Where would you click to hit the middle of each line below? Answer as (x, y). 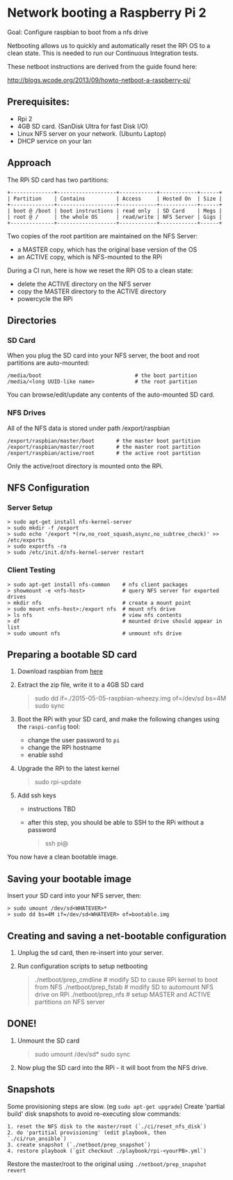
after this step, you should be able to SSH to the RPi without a (115, 822)
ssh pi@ (56, 843)
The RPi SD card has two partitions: (58, 180)
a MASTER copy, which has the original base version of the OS (107, 250)
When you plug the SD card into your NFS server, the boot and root (103, 355)
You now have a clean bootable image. (63, 857)
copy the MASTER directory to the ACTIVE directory (92, 291)
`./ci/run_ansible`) (37, 1139)
